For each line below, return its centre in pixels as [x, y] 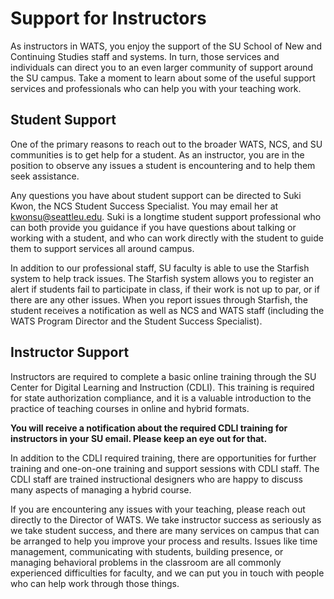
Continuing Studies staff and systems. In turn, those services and [145, 56]
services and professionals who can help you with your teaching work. [156, 88]
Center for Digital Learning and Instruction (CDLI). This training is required [162, 387]
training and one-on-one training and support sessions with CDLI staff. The [165, 468]
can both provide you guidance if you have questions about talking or [153, 227]
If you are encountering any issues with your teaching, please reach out [158, 509]
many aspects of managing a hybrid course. [101, 489]
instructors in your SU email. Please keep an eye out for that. [139, 438]
